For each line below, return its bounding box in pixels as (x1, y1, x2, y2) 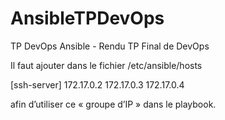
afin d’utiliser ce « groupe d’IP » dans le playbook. (10, 98, 217, 110)
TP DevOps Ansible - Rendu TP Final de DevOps (10, 40, 210, 52)
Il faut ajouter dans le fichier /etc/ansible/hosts (10, 59, 203, 71)
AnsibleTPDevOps (10, 7, 165, 30)
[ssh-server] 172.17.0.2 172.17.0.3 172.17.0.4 (10, 78, 185, 91)
